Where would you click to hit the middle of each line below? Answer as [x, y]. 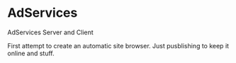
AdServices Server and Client [50, 32]
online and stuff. [31, 53]
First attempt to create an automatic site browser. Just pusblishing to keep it [118, 45]
